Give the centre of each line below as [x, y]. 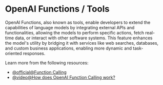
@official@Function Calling [39, 72]
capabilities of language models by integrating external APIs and [70, 27]
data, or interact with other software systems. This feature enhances [84, 38]
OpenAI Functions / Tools [57, 9]
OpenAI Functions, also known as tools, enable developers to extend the [78, 22]
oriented [13, 53]
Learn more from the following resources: [47, 63]
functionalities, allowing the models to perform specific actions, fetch [75, 33]
